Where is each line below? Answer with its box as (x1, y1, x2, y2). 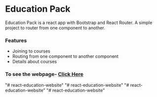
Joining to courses (12, 48, 50, 54)
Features (5, 37, 27, 44)
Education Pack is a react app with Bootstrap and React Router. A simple (5, 20, 153, 25)
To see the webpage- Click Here (5, 71, 84, 78)
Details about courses (12, 59, 57, 65)
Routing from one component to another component (12, 53, 118, 59)
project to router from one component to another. (5, 24, 105, 30)
